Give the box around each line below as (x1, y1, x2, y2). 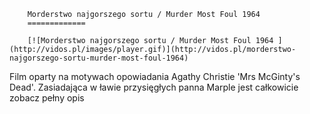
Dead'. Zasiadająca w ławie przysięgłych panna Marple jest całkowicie (9, 81, 299, 93)
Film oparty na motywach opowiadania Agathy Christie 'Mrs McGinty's (9, 71, 301, 82)
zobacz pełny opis (9, 92, 85, 104)
